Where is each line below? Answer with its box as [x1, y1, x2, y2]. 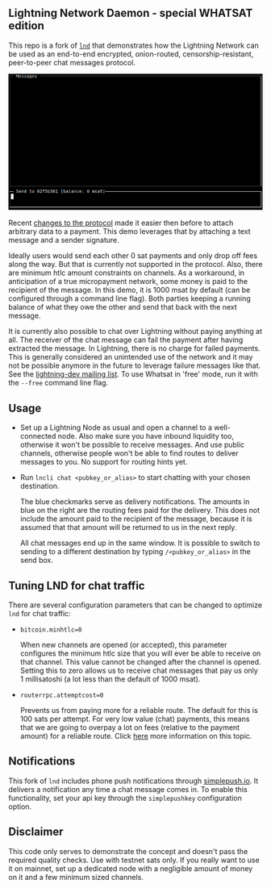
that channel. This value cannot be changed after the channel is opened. [19, 657, 261, 666]
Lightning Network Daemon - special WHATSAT [8, 6, 253, 20]
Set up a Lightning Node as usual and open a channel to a [19, 423, 212, 432]
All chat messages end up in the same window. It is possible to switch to [19, 538, 261, 548]
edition [8, 19, 44, 33]
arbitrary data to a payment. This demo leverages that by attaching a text [8, 227, 252, 236]
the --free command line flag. [8, 378, 109, 388]
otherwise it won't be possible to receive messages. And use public [19, 440, 245, 450]
